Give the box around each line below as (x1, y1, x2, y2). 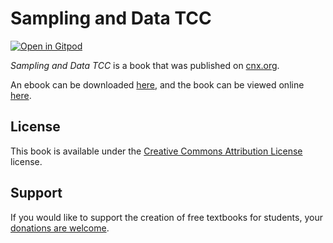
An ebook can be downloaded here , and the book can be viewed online (10, 78, 305, 91)
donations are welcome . (10, 222, 110, 234)
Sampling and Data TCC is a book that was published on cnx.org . (10, 59, 280, 71)
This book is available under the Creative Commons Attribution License (10, 145, 303, 157)
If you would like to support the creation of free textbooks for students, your (10, 211, 323, 223)
